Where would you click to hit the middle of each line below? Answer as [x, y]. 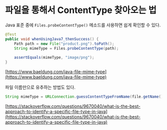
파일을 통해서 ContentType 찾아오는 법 [81, 10]
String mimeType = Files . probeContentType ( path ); [67, 48]
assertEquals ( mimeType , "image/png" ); [54, 58]
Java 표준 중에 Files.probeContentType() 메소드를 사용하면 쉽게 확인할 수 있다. [83, 25]
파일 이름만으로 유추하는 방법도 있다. [40, 87]
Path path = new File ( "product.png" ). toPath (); [64, 44]
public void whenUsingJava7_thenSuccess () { [52, 39]
